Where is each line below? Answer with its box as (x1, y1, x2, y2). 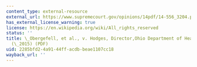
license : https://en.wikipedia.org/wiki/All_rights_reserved (6, 24, 159, 31)
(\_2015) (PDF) (11, 41, 49, 47)
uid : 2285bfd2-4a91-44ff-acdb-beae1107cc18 (6, 47, 114, 52)
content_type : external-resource (6, 8, 88, 15)
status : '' (6, 30, 33, 36)
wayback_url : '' (6, 52, 46, 58)
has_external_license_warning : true (6, 19, 96, 25)
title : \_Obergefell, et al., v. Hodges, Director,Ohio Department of (6, 36, 182, 41)
